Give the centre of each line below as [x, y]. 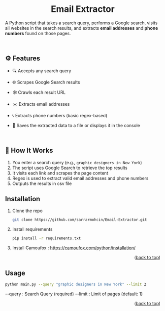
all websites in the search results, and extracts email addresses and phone [82, 28]
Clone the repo [27, 211]
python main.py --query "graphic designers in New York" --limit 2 [76, 284]
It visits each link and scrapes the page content [60, 173]
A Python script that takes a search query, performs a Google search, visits [81, 23]
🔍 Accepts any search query [42, 71]
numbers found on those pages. [38, 33]
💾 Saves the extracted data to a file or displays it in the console [76, 125]
